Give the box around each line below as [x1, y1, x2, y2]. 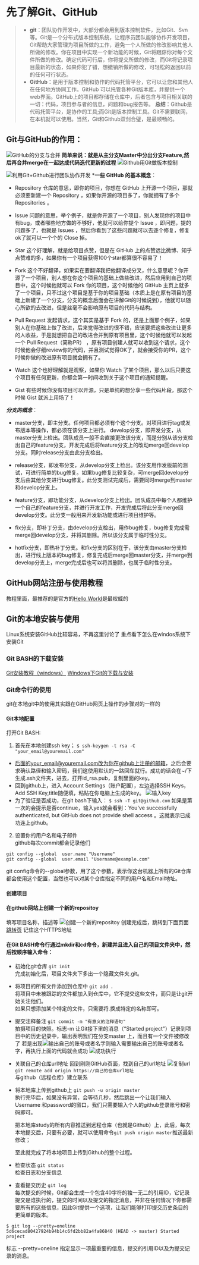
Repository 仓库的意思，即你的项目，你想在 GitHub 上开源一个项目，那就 [14, 184, 193, 191]
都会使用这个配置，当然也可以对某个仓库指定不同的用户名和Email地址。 [6, 875, 181, 882]
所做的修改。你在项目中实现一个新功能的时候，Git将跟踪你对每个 [29, 48, 188, 55]
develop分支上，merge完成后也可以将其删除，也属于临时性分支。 [14, 558, 175, 566]
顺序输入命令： [16, 948, 53, 955]
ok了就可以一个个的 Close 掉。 [14, 234, 90, 241]
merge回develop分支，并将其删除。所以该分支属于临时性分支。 [14, 531, 170, 538]
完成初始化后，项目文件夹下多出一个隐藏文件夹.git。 [14, 970, 143, 977]
